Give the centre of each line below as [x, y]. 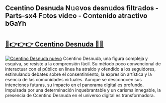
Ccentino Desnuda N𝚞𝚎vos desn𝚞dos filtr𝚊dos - [82, 8]
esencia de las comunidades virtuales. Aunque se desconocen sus [74, 79]
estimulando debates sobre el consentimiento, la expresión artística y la [79, 74]
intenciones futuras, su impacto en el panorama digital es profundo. [75, 85]
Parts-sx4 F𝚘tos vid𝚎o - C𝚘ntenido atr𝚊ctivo [76, 16]
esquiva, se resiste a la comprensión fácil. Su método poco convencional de [83, 64]
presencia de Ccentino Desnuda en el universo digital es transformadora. [80, 95]
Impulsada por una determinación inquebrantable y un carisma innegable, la [83, 90]
